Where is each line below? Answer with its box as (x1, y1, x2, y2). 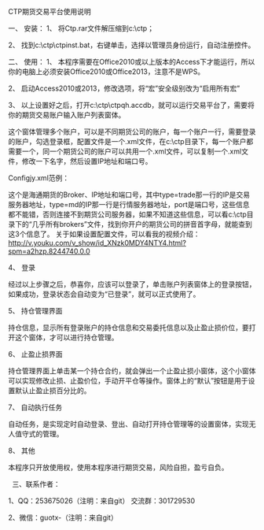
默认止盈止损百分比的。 (14, 386, 91, 395)
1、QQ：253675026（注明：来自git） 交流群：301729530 (8, 496, 196, 506)
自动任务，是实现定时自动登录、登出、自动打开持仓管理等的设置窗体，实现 (8, 420, 249, 428)
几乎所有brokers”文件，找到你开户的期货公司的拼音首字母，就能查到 (31, 220, 253, 228)
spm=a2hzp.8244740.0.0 (8, 246, 90, 256)
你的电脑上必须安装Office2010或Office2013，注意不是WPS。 (8, 67, 205, 76)
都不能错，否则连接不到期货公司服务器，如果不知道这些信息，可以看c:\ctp (8, 209, 247, 219)
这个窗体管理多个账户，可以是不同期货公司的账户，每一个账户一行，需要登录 (8, 127, 256, 136)
